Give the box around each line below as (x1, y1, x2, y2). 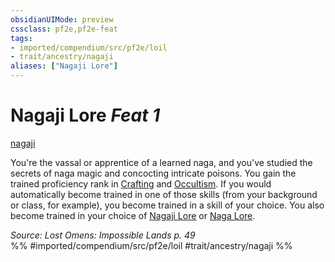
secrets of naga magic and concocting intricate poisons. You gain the (10, 167, 297, 179)
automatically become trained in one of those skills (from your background (10, 188, 318, 200)
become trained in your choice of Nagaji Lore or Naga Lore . (10, 209, 256, 221)
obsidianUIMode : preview (10, 14, 114, 25)
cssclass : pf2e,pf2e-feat (10, 24, 118, 34)
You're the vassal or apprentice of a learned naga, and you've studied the (10, 156, 313, 168)
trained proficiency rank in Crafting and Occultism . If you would (10, 177, 272, 190)
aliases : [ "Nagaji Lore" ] (10, 61, 118, 71)
